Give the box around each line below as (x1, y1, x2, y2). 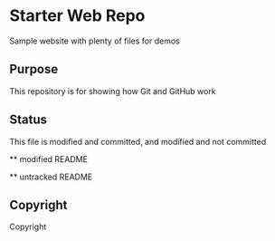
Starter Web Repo (9, 5, 146, 26)
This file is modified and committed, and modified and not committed (9, 136, 267, 147)
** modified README (9, 153, 89, 164)
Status (9, 112, 48, 128)
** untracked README (9, 171, 93, 182)
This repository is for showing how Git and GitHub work (9, 85, 216, 96)
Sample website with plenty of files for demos (9, 35, 181, 46)
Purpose (9, 62, 59, 77)
